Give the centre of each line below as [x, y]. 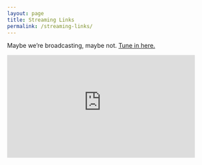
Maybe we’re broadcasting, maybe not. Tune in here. [81, 46]
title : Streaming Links [41, 20]
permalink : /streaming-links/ [50, 26]
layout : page [26, 13]
